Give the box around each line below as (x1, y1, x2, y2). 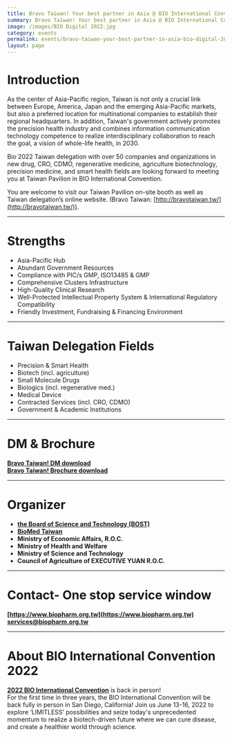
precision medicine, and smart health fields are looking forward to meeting (7, 167, 220, 175)
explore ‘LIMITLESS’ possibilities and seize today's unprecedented (7, 708, 197, 716)
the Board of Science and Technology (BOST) (17, 519, 151, 528)
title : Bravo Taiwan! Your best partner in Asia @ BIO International (7, 10, 212, 17)
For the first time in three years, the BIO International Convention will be (7, 693, 211, 701)
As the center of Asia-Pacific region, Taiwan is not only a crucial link (7, 95, 202, 103)
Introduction (7, 72, 80, 88)
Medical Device (17, 390, 62, 398)
